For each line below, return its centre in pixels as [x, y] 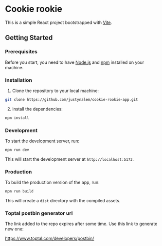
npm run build [19, 191]
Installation [19, 80]
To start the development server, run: [42, 141]
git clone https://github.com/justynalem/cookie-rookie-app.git [72, 99]
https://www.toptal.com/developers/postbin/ [50, 238]
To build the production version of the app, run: [52, 182]
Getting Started [29, 38]
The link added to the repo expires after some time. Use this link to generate [81, 224]
